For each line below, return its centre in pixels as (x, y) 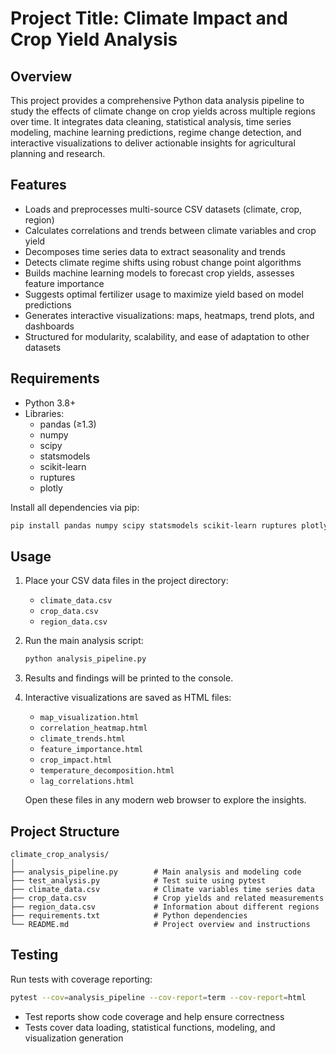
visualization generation (74, 1038)
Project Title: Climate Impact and (149, 18)
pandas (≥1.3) (68, 424)
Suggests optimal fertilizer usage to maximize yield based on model (164, 294)
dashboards (49, 326)
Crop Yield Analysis (94, 39)
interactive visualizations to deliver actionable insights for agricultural (153, 143)
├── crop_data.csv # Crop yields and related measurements (167, 898)
